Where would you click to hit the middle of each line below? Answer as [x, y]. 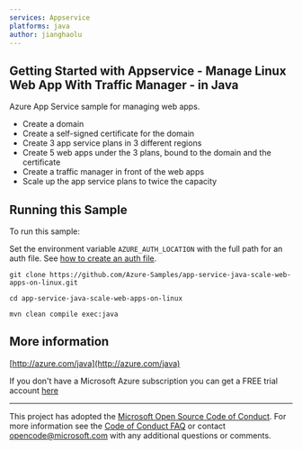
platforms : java [40, 26]
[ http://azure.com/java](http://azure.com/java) [95, 363]
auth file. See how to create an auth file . [83, 258]
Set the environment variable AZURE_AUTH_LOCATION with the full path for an [146, 249]
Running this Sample [68, 209]
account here [34, 390]
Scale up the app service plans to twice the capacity [120, 182]
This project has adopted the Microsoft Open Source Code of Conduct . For [148, 416]
